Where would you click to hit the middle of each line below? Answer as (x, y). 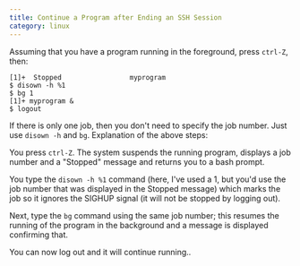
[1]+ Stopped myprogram (88, 77)
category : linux (39, 26)
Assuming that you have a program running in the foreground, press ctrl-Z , (149, 51)
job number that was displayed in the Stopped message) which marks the (145, 188)
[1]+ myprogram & (42, 101)
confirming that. (39, 235)
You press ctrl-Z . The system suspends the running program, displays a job (150, 152)
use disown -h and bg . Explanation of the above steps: (109, 134)
